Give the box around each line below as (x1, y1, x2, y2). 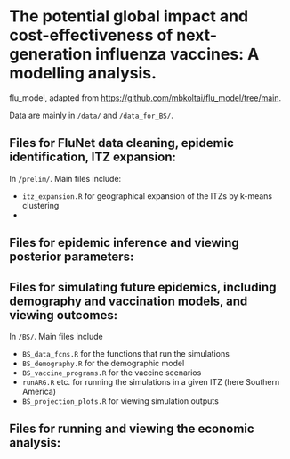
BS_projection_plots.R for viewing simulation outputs (21, 395, 220, 406)
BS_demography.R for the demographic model (21, 357, 185, 368)
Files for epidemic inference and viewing (9, 235, 240, 250)
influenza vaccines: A (94, 45, 260, 64)
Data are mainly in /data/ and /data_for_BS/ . (9, 110, 173, 120)
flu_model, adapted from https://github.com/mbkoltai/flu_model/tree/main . (9, 92, 282, 103)
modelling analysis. (9, 63, 157, 84)
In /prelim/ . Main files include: (9, 173, 122, 184)
